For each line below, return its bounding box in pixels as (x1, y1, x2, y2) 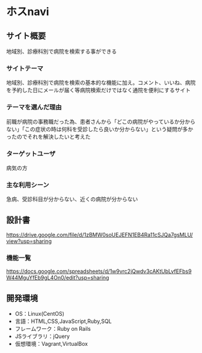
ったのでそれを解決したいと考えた (6, 133, 91, 140)
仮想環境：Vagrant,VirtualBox (14, 340, 88, 348)
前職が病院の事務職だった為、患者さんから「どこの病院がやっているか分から (6, 118, 195, 125)
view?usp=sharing (6, 238, 52, 245)
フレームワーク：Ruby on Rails (14, 325, 91, 333)
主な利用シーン (6, 180, 49, 189)
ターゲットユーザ (6, 149, 56, 158)
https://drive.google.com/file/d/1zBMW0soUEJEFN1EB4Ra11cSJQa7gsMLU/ (6, 232, 194, 238)
